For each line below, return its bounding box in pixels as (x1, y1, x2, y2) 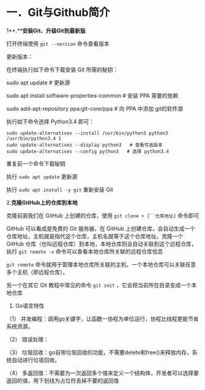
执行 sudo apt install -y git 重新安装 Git (6, 186, 113, 193)
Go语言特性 (15, 302, 45, 309)
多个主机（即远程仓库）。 (6, 268, 69, 276)
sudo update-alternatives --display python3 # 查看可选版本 (6, 142, 163, 148)
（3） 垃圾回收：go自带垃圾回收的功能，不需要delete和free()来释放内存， (6, 348, 193, 356)
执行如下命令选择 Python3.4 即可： (6, 117, 95, 125)
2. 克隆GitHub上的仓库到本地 (6, 199, 78, 206)
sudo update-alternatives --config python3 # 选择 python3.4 (6, 148, 170, 155)
